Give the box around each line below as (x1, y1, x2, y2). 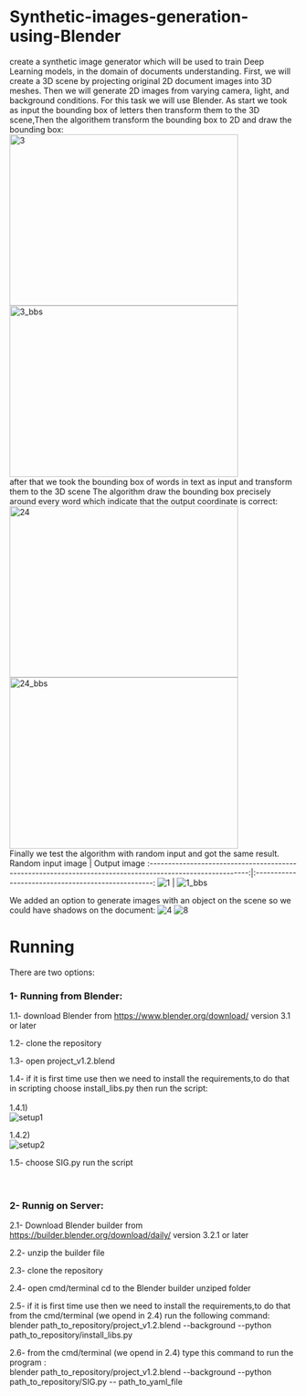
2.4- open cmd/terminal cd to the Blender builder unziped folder (9, 1283, 251, 1294)
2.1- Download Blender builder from (9, 1220, 143, 1231)
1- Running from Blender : (9, 989, 123, 1002)
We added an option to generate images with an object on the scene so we (9, 894, 292, 905)
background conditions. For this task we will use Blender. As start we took (9, 94, 288, 106)
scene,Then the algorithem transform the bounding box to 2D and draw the (9, 114, 292, 125)
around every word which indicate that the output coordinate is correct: (9, 495, 279, 506)
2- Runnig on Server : (9, 1200, 104, 1212)
